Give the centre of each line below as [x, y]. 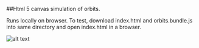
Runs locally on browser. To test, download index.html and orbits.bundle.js [100, 20]
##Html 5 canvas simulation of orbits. [53, 9]
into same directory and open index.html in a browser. [74, 27]
